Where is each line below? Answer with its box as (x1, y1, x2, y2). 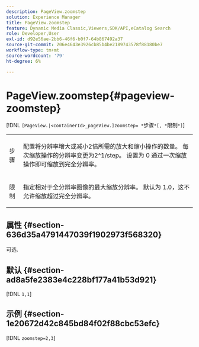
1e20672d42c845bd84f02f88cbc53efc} (6, 319, 160, 329)
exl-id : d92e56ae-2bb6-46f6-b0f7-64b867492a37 (6, 36, 123, 42)
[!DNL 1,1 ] (6, 291, 32, 298)
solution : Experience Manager (6, 14, 81, 20)
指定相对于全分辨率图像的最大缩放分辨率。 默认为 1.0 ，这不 (23, 183, 190, 191)
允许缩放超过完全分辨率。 (23, 192, 95, 200)
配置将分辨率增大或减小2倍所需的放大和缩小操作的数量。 (23, 143, 182, 151)
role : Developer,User (6, 31, 60, 37)
